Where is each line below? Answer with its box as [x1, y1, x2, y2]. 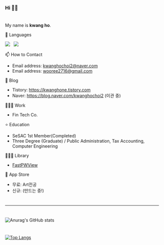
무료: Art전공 [12, 182, 37, 188]
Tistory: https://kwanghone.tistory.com [12, 87, 91, 93]
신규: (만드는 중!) [12, 188, 44, 194]
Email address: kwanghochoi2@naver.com [12, 63, 98, 69]
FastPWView [12, 162, 38, 168]
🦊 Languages [5, 32, 32, 38]
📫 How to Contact [5, 52, 42, 57]
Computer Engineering [12, 143, 58, 149]
